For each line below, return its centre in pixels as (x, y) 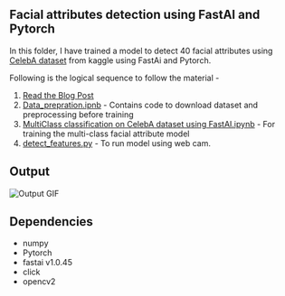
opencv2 (39, 282)
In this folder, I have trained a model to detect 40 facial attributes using (141, 51)
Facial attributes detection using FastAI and (135, 15)
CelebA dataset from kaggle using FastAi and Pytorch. (110, 60)
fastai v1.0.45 (47, 263)
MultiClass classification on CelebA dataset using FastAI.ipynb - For (149, 124)
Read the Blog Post (58, 95)
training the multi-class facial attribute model (106, 134)
